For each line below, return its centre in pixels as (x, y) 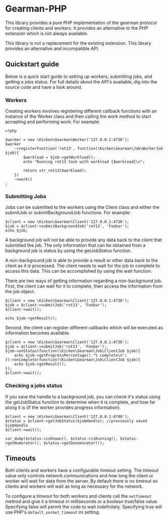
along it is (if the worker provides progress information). (63, 407)
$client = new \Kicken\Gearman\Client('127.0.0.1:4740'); (67, 416)
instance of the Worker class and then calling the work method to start (78, 117)
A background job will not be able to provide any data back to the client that (84, 240)
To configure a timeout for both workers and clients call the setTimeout (78, 496)
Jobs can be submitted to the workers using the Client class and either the (82, 207)
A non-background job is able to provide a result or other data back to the (82, 261)
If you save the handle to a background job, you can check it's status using (83, 397)
